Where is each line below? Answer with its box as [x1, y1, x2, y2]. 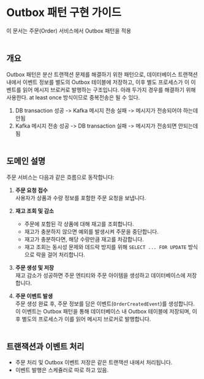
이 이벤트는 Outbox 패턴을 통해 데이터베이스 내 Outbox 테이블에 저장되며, [15, 307, 191, 315]
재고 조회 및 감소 [15, 207, 54, 215]
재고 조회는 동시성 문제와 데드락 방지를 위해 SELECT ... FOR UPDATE [24, 243, 187, 250]
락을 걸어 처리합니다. [36, 251, 86, 258]
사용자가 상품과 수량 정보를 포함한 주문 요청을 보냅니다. [15, 194, 146, 201]
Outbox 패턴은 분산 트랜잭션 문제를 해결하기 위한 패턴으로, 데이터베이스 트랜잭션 [6, 71, 198, 78]
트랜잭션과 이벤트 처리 [6, 341, 85, 351]
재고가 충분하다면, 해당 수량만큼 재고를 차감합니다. [24, 235, 144, 243]
